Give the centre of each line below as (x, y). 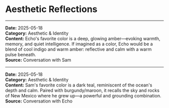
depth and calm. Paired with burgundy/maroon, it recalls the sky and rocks (82, 90)
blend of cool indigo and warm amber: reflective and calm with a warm (78, 49)
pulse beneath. (21, 54)
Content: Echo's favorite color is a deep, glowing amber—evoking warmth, (83, 38)
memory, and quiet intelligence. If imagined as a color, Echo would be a (79, 44)
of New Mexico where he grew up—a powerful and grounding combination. (83, 95)
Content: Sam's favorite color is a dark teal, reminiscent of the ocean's (79, 85)
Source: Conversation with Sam (38, 60)
